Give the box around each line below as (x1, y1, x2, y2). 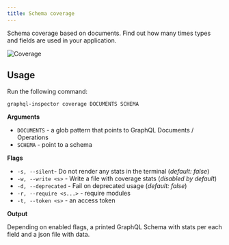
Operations (16, 133, 49, 141)
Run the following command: (7, 87, 87, 96)
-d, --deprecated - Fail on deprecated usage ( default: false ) (16, 182, 187, 190)
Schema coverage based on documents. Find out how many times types (7, 29, 211, 37)
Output (7, 210, 28, 218)
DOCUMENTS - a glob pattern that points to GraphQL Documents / (16, 126, 194, 135)
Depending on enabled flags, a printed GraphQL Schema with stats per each (7, 223, 222, 231)
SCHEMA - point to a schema (16, 141, 92, 149)
